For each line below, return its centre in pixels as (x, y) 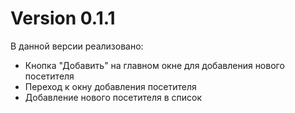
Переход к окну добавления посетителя (110, 86)
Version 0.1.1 (63, 18)
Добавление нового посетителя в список (113, 97)
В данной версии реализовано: (77, 46)
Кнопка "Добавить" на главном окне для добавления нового (154, 65)
